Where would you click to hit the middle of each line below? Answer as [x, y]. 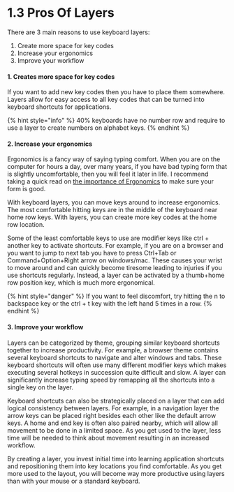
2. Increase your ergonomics [50, 144]
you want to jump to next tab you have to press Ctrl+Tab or [92, 253]
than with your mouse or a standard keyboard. [74, 481]
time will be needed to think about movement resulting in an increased [108, 438]
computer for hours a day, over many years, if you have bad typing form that [117, 167]
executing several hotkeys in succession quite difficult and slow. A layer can [116, 372]
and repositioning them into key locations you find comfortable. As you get [115, 466]
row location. [26, 225]
